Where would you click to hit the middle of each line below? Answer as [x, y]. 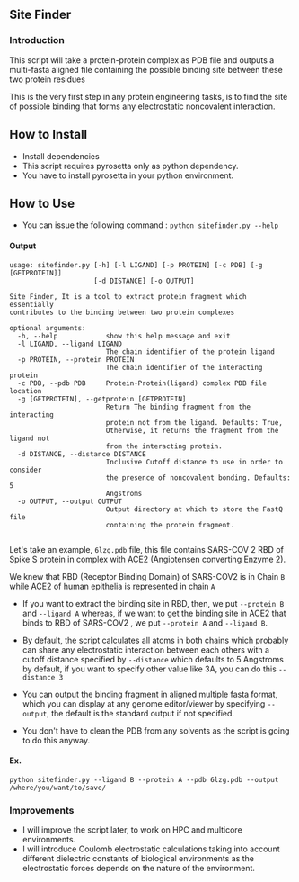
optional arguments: [48, 328]
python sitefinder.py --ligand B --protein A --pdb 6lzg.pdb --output [144, 779]
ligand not [30, 438]
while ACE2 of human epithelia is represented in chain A [112, 586]
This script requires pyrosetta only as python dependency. [130, 166]
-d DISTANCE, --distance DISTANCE [82, 454]
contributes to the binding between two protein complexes [122, 312]
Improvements [42, 810]
